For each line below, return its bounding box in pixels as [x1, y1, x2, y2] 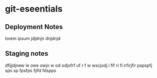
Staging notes [5, 49, 49, 58]
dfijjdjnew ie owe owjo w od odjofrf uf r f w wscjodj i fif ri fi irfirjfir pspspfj [5, 62, 152, 68]
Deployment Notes [5, 23, 63, 31]
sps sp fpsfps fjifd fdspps [5, 67, 56, 73]
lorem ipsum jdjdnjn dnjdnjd [5, 35, 61, 41]
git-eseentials [5, 3, 63, 15]
